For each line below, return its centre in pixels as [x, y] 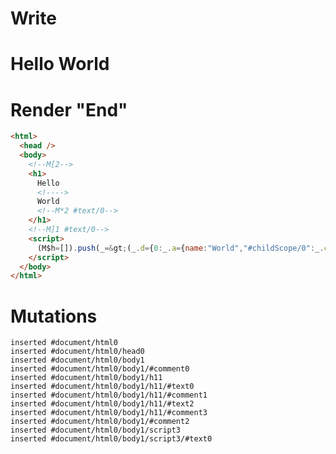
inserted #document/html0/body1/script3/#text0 [111, 439]
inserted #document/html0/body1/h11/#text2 [102, 404]
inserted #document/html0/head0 [77, 352]
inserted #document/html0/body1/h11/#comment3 [109, 413]
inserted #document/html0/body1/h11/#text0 [102, 387]
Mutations [54, 316]
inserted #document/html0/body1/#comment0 [100, 369]
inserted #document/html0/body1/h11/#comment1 [109, 395]
